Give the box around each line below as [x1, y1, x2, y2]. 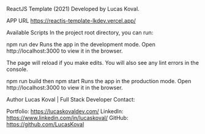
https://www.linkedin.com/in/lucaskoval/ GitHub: [6, 114, 129, 121]
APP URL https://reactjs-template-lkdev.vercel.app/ [6, 17, 136, 24]
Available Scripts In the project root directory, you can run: [6, 29, 154, 36]
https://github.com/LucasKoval [6, 121, 84, 128]
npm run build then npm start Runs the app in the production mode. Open [6, 78, 192, 84]
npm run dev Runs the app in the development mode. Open [6, 41, 156, 48]
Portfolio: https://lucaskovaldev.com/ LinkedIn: [6, 108, 124, 115]
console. [6, 65, 29, 73]
